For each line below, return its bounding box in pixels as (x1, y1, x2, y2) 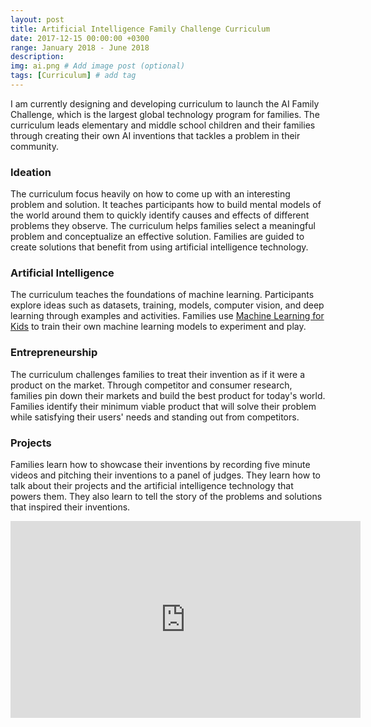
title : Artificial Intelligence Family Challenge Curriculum (10, 24, 271, 34)
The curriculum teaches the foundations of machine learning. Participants (10, 289, 315, 301)
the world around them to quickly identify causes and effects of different (10, 209, 310, 221)
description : (10, 52, 65, 62)
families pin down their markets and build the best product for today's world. (10, 389, 326, 401)
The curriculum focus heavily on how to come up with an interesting (10, 188, 291, 200)
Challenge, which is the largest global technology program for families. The (10, 108, 320, 120)
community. (10, 140, 59, 152)
